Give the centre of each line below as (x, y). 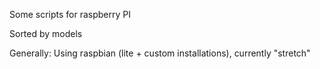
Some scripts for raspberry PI (70, 14)
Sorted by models (46, 33)
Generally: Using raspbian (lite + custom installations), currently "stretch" (160, 53)
